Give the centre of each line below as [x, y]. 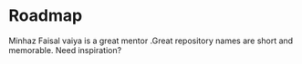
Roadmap [46, 16]
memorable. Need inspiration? [65, 50]
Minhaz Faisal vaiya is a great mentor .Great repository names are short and [151, 41]
